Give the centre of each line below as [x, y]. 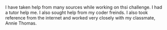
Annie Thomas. [21, 23]
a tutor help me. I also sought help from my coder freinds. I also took [77, 12]
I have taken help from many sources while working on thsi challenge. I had [84, 7]
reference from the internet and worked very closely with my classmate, [80, 18]
